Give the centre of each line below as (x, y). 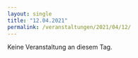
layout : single (30, 14)
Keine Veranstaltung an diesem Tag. (60, 47)
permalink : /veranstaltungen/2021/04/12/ (69, 27)
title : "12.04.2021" (38, 21)
